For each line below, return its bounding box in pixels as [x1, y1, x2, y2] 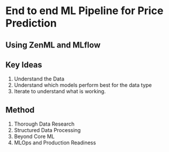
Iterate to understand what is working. [13, 88, 106, 95]
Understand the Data [13, 75, 65, 83]
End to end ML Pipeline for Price [5, 4, 164, 18]
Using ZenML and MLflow [5, 40, 101, 50]
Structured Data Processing [13, 127, 81, 134]
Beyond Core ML [13, 133, 55, 140]
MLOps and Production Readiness [13, 139, 96, 146]
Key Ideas [5, 60, 42, 70]
